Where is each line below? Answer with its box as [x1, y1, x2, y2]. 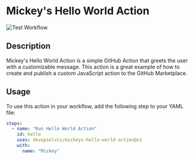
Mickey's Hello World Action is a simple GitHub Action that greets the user [6, 57, 188, 64]
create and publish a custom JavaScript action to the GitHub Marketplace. [6, 70, 187, 77]
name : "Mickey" [21, 148, 60, 154]
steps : [6, 120, 23, 126]
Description [6, 41, 51, 51]
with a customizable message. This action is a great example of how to [6, 63, 180, 70]
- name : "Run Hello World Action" [11, 126, 97, 132]
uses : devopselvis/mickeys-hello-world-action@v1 [17, 137, 143, 143]
